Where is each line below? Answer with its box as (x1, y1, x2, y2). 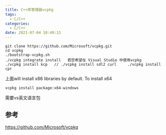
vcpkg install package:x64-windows (5, 86, 79, 90)
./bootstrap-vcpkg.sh (5, 52, 50, 57)
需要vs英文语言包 (5, 95, 41, 100)
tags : (5, 12, 16, 17)
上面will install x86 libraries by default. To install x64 (5, 76, 112, 82)
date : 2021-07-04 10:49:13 (5, 30, 61, 35)
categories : (5, 21, 30, 26)
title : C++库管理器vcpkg (5, 7, 54, 12)
